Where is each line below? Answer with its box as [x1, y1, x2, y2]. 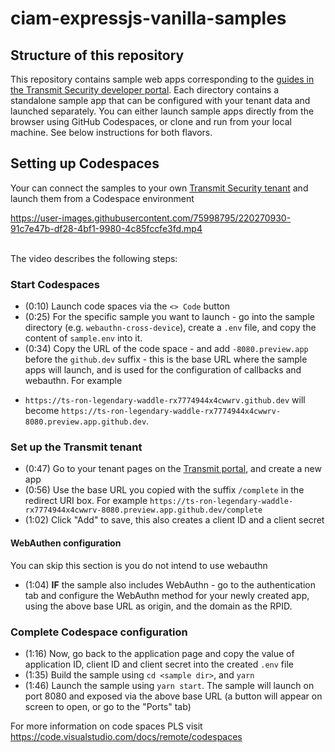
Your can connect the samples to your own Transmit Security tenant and [10, 182, 309, 194]
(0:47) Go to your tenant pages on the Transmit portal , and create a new [24, 463, 322, 475]
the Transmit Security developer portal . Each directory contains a [10, 84, 280, 96]
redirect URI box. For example [24, 495, 148, 507]
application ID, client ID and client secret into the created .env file [24, 658, 294, 670]
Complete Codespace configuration [10, 625, 188, 639]
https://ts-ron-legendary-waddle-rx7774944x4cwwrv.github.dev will [24, 394, 306, 406]
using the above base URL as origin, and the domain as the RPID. [24, 600, 293, 612]
